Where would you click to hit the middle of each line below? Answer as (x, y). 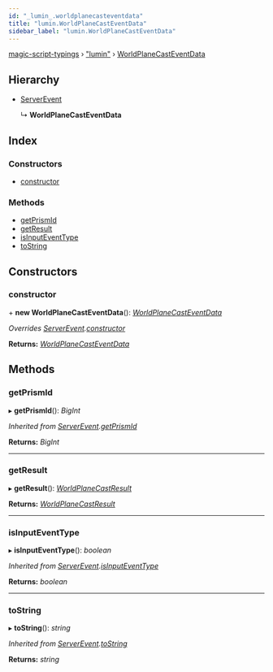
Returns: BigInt (34, 442)
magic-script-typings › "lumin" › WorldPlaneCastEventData (107, 54)
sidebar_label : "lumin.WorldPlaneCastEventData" (92, 31)
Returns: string (34, 660)
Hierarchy (34, 79)
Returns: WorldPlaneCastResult (62, 504)
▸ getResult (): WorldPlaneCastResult (70, 488)
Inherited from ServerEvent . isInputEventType (84, 566)
